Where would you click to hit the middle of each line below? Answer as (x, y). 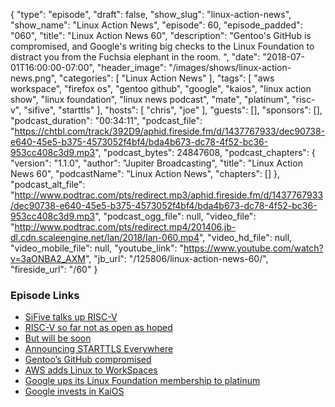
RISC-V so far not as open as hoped (98, 328)
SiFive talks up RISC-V (71, 317)
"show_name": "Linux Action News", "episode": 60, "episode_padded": (156, 25)
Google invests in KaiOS (74, 391)
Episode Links (45, 295)
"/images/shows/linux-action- (230, 67)
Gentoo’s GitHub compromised (88, 360)
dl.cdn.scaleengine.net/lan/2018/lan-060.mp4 (105, 237)
